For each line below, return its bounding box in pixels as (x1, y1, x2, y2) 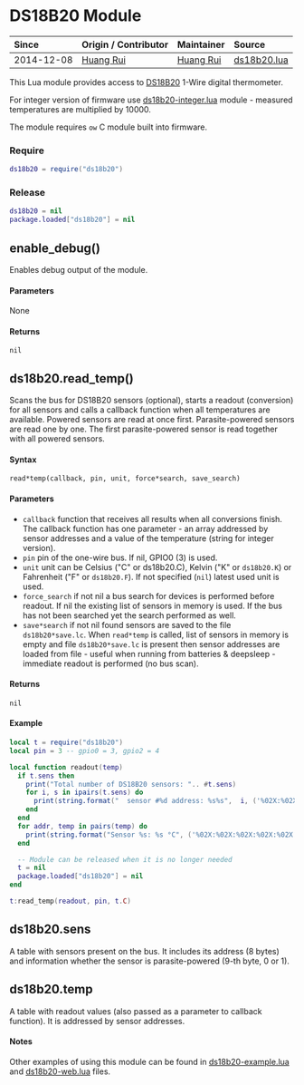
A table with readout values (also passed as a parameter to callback (9, 1005, 262, 1016)
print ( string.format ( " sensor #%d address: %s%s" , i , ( (33, 797, 257, 806)
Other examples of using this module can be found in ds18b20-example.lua (9, 1056, 290, 1067)
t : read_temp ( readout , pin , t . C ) (9, 896, 131, 906)
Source (233, 38, 266, 51)
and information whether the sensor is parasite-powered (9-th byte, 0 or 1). (9, 955, 290, 966)
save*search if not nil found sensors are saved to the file (22, 619, 232, 630)
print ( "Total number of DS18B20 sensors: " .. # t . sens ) (25, 780, 237, 789)
